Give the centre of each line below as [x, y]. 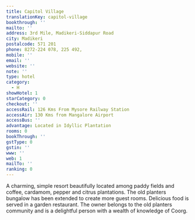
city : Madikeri [25, 39]
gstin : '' [18, 147]
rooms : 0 [17, 131]
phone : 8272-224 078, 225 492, [44, 50]
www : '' [16, 153]
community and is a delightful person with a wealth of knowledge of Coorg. [97, 211]
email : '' [18, 60]
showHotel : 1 [22, 93]
